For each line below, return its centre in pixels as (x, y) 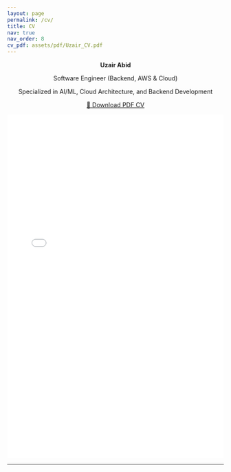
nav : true (21, 33)
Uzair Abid (115, 65)
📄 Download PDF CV (115, 105)
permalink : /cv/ (30, 20)
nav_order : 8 (26, 39)
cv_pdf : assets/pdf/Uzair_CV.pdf (55, 45)
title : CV (21, 26)
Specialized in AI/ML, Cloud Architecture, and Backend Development (115, 91)
